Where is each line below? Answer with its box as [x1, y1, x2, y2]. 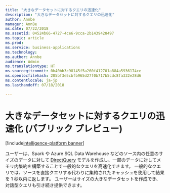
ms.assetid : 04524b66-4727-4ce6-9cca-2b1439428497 [5, 31, 114, 36]
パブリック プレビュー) [28, 123, 123, 134]
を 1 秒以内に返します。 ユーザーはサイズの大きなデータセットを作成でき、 [5, 175, 161, 182]
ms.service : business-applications [5, 45, 80, 50]
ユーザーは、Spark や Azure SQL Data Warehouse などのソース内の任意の [5, 150, 159, 157]
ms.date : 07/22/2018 [5, 26, 49, 31]
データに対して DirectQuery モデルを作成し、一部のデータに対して [18, 157, 157, 163]
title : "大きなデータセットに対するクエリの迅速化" [5, 7, 101, 13]
